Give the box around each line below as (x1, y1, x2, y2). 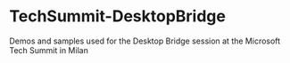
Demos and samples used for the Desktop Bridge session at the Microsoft (9, 35, 281, 46)
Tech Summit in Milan (9, 44, 89, 55)
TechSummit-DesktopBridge (9, 6, 226, 27)
